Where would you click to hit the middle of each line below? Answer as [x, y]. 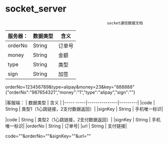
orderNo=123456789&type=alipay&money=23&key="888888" [70, 87]
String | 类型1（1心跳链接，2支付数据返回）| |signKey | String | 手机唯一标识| [84, 109]
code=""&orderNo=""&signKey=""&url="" [48, 136]
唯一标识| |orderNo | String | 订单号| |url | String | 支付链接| [66, 126]
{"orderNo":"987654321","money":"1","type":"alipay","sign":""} [70, 92]
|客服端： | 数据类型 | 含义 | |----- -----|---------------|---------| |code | [80, 102]
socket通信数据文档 [125, 23]
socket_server [36, 9]
